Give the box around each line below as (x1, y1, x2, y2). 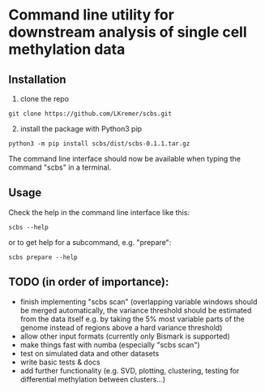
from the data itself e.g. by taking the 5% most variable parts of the (19, 314, 245, 324)
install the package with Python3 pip (19, 124, 143, 133)
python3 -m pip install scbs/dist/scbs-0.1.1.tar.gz (8, 140, 190, 148)
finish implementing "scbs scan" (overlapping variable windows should (19, 296, 258, 306)
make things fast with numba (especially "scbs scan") (19, 339, 200, 350)
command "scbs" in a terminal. (8, 162, 112, 172)
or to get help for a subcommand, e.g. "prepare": (8, 237, 172, 247)
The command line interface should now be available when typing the (8, 154, 241, 163)
